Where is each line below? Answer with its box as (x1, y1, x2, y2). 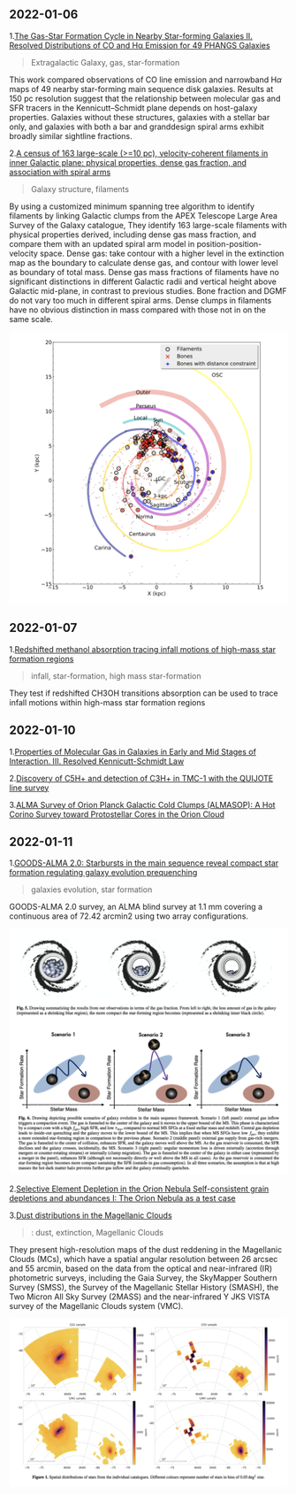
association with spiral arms (9, 166, 111, 177)
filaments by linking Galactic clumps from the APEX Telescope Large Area (9, 210, 278, 220)
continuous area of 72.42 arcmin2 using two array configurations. (9, 911, 249, 921)
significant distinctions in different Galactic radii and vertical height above (9, 276, 277, 287)
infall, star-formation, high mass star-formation (30, 670, 201, 681)
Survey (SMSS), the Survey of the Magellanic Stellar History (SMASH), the (9, 1282, 279, 1292)
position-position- (196, 238, 262, 249)
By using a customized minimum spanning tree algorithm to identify (9, 201, 254, 212)
